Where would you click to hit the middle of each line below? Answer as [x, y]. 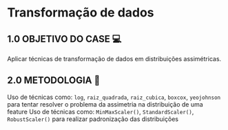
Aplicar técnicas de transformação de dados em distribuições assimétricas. [114, 59]
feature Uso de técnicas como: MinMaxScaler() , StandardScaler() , [101, 111]
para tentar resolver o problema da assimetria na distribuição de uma [105, 104]
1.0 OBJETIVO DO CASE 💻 [64, 39]
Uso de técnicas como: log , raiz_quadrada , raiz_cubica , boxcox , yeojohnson [114, 97]
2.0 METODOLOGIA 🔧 [54, 80]
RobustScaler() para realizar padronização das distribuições [93, 119]
